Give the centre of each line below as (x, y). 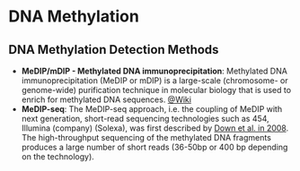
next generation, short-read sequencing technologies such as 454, (146, 119)
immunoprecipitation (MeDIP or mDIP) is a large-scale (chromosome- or (154, 81)
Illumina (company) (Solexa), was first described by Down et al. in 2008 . (155, 128)
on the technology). (58, 157)
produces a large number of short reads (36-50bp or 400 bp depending (154, 147)
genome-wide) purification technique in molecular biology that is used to (156, 90)
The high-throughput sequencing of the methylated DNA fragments (146, 137)
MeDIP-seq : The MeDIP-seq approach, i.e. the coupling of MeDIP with (152, 109)
